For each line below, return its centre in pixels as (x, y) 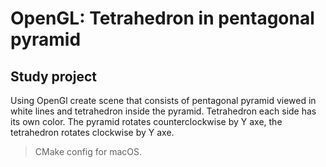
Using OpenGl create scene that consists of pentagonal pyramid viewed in (163, 100)
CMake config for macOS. (88, 151)
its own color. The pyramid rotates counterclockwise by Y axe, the (146, 121)
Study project (53, 76)
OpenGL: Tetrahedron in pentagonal (162, 18)
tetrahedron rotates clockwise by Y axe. (92, 132)
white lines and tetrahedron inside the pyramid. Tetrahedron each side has (163, 111)
